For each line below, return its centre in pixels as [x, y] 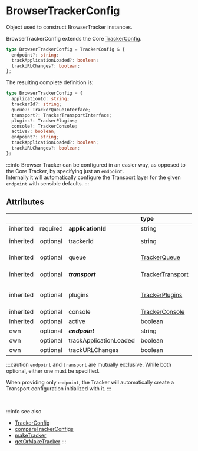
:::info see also [24, 411]
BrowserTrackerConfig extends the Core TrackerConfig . [74, 38]
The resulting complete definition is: [50, 82]
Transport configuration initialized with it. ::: [59, 388]
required [51, 228]
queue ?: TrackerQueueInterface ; [51, 110]
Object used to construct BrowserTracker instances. [69, 27]
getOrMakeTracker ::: [40, 441]
